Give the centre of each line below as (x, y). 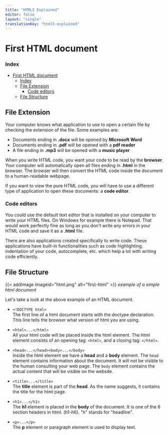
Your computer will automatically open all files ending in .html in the (75, 165)
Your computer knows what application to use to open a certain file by (78, 124)
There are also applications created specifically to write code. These (76, 240)
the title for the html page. (39, 391)
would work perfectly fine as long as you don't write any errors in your (78, 225)
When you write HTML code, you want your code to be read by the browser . (84, 160)
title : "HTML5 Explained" (32, 10)
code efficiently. (22, 256)
